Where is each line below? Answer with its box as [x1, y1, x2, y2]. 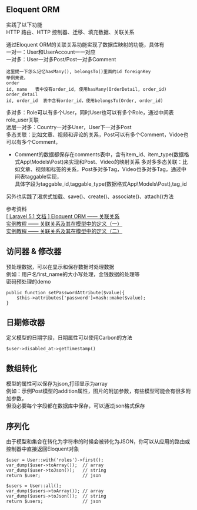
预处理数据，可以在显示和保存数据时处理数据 [6, 263, 115, 270]
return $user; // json [6, 473, 101, 479]
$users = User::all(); [6, 483, 62, 489]
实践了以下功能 [6, 21, 42, 28]
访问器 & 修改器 [6, 246, 62, 256]
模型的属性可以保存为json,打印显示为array [6, 380, 108, 387]
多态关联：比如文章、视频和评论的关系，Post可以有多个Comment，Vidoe [6, 131, 183, 138]
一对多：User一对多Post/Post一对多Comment [6, 55, 116, 62]
